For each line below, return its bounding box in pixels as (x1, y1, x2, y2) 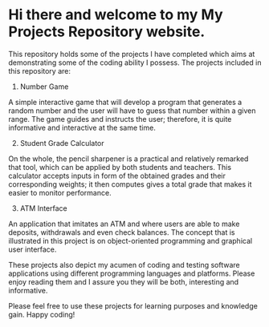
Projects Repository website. (8, 22, 206, 41)
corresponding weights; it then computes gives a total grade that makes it (8, 179, 252, 189)
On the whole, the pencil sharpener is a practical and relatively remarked (8, 154, 249, 163)
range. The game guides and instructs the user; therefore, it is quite (8, 114, 232, 123)
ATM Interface (19, 203, 67, 213)
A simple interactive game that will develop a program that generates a (8, 97, 243, 107)
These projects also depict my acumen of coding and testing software (8, 260, 240, 269)
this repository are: (8, 66, 71, 75)
